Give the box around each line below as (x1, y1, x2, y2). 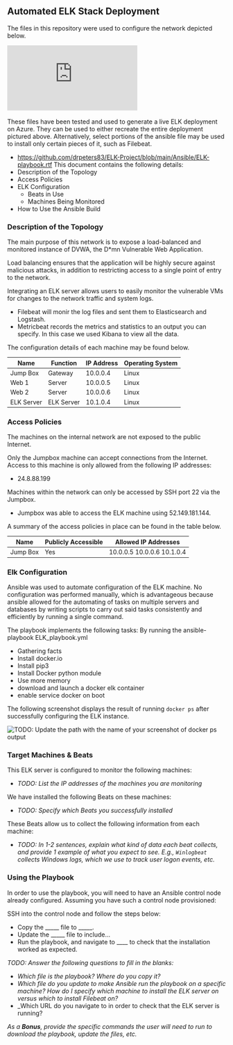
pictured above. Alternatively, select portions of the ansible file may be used (7, 132, 225, 140)
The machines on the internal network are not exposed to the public (7, 433, 201, 441)
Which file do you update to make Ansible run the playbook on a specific (17, 979, 226, 987)
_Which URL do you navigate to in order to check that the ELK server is (17, 1001, 220, 1010)
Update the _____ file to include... (17, 930, 111, 939)
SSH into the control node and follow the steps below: (7, 910, 161, 918)
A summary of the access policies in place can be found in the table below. (7, 522, 222, 531)
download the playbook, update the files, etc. (7, 1030, 137, 1038)
